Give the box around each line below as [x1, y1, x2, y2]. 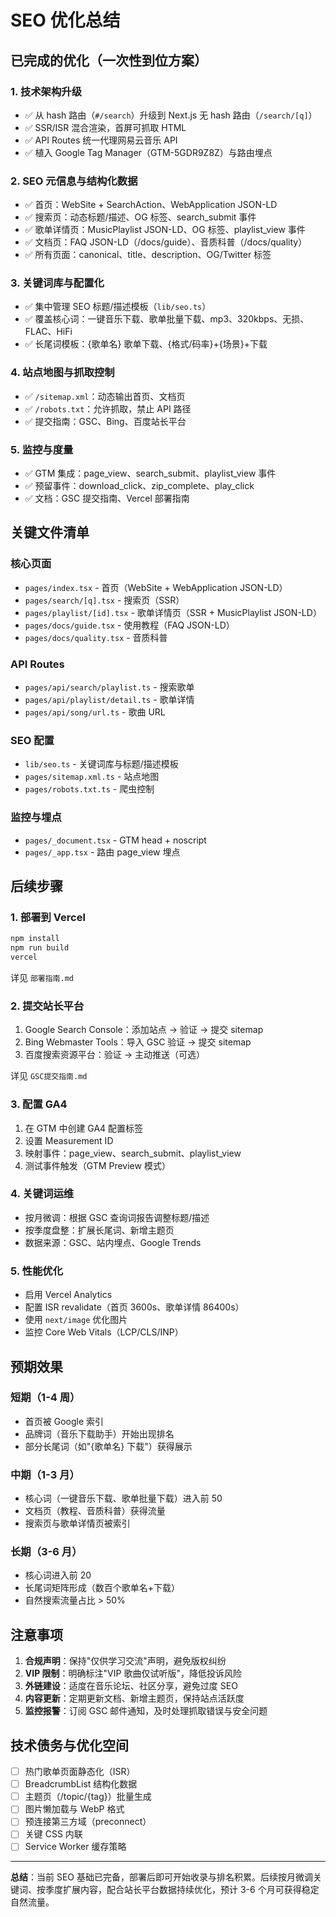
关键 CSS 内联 [24, 1828, 83, 1840]
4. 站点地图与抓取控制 [10, 366, 115, 380]
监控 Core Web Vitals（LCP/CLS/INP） [24, 1326, 184, 1338]
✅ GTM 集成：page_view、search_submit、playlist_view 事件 [24, 467, 277, 480]
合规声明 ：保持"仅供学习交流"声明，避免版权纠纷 [24, 1655, 227, 1667]
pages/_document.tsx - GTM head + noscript [24, 834, 207, 846]
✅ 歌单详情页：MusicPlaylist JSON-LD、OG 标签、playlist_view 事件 [24, 224, 306, 236]
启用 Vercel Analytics [24, 1289, 113, 1301]
